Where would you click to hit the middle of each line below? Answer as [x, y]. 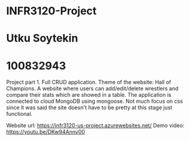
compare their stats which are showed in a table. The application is [89, 95]
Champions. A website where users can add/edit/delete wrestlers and [92, 88]
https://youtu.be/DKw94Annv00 [46, 132]
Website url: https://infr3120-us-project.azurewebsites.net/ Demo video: [95, 125]
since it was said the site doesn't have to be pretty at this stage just [89, 108]
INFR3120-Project [52, 11]
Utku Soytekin [42, 39]
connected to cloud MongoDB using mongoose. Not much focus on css [95, 101]
